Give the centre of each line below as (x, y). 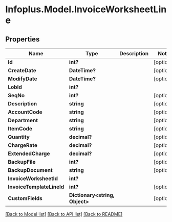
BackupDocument (30, 170)
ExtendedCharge (29, 153)
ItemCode (20, 129)
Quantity (19, 137)
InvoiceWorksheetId (33, 179)
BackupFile (22, 162)
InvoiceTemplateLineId (36, 187)
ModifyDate (23, 79)
